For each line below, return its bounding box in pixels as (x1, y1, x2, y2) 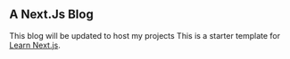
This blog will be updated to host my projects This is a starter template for (9, 30, 281, 41)
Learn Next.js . (9, 40, 61, 50)
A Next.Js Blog (9, 7, 94, 22)
